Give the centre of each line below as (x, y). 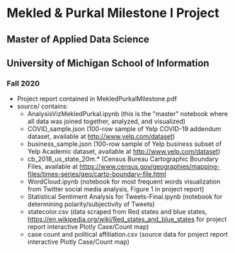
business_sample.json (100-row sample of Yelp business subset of (125, 144)
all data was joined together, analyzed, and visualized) (106, 121)
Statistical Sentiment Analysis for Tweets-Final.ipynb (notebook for (125, 197)
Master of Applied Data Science (78, 39)
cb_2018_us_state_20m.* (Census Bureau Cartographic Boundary (123, 159)
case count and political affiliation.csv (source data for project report (127, 235)
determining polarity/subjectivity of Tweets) (91, 204)
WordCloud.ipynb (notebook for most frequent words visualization (124, 181)
